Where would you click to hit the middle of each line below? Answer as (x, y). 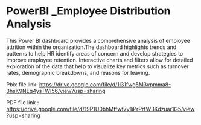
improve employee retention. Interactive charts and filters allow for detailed (100, 60)
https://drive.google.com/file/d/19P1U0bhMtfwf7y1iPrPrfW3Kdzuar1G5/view (101, 109)
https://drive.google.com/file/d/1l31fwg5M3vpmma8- (105, 84)
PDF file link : (23, 102)
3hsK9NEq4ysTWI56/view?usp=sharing (56, 91)
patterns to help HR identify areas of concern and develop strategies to (95, 53)
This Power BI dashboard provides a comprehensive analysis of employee (98, 40)
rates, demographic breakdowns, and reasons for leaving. (78, 72)
